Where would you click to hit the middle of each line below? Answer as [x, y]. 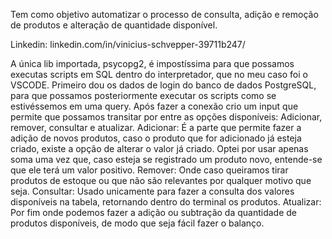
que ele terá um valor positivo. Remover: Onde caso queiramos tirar [149, 170]
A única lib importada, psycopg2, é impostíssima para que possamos [152, 63]
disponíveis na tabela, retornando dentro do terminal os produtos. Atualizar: [166, 202]
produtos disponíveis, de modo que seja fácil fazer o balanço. [137, 223]
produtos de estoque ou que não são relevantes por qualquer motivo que [161, 180]
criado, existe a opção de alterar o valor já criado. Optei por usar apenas [159, 148]
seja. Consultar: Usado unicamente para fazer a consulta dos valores [152, 191]
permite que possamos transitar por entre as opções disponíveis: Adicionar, [166, 117]
